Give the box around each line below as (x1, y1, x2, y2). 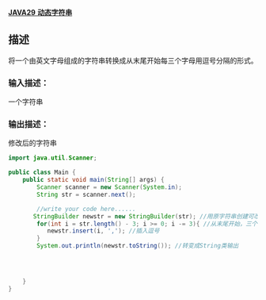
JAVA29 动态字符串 (8, 8, 73, 17)
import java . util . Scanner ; (8, 154, 97, 162)
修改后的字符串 (8, 138, 57, 148)
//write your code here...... (36, 205, 136, 213)
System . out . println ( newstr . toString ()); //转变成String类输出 (36, 242, 239, 250)
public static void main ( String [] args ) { (22, 176, 165, 184)
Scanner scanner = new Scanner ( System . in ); (36, 183, 182, 191)
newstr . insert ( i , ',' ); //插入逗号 (47, 227, 160, 235)
